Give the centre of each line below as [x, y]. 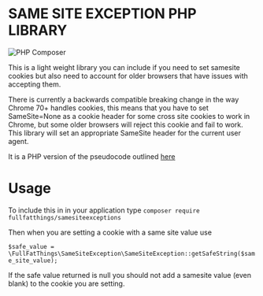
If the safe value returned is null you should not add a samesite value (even [130, 275]
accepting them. [35, 84]
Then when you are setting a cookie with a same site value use [110, 232]
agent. [19, 141]
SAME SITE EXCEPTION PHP [102, 14]
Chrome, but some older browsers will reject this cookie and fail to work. [126, 124]
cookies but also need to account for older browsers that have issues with [128, 76]
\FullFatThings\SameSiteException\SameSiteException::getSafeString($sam [132, 253]
